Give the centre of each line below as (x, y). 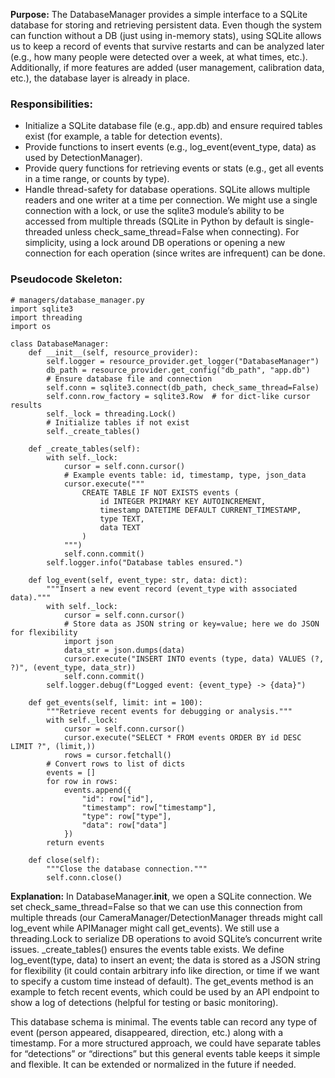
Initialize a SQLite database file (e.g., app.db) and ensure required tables (173, 126)
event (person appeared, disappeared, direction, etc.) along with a (147, 1032)
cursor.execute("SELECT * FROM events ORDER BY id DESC (182, 737)
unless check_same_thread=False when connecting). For (182, 232)
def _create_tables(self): (84, 449)
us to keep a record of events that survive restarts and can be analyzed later (167, 46)
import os (31, 326)
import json (88, 641)
